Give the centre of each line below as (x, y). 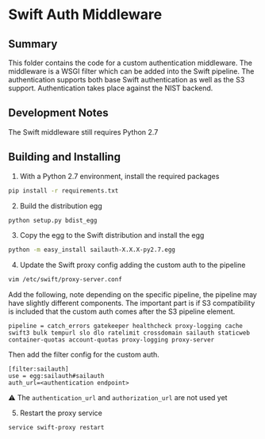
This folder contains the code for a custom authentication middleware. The (130, 63)
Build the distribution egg (61, 206)
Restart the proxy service (61, 413)
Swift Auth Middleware (85, 15)
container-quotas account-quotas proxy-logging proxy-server (111, 340)
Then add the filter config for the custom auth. (84, 355)
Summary (33, 44)
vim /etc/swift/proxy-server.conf (65, 280)
